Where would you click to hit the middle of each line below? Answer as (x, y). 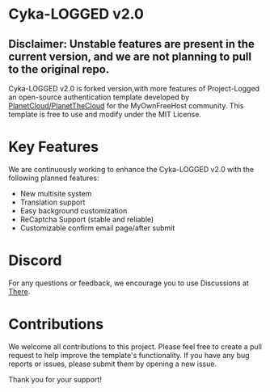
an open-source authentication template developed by (99, 97)
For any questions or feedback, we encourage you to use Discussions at (129, 283)
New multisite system (56, 193)
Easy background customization (74, 210)
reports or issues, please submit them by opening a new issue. (112, 364)
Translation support (53, 202)
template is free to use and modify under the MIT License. (105, 114)
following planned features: (54, 178)
